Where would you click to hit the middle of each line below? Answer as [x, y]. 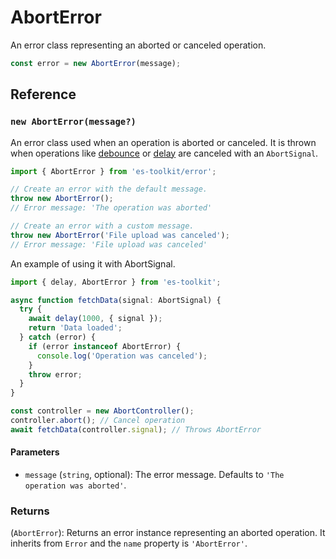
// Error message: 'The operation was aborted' [111, 208]
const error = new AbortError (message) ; [96, 63]
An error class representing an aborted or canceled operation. [138, 45]
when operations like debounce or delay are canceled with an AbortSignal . [164, 153]
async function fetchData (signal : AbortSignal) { [116, 300]
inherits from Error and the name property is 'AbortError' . [129, 543]
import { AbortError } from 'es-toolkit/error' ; [113, 171]
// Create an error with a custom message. [102, 226]
